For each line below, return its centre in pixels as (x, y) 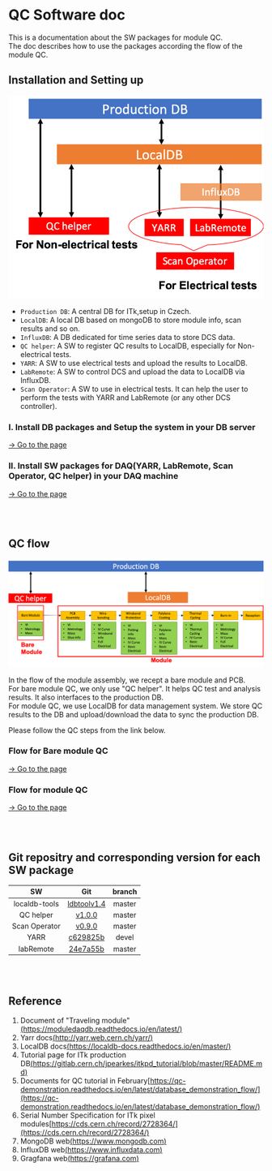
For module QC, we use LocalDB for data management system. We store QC (136, 706)
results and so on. (50, 329)
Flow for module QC (48, 790)
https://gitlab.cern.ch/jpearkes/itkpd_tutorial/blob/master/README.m (148, 1064)
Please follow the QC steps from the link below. (87, 730)
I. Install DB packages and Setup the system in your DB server (132, 427)
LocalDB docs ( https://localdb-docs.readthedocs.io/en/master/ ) (125, 1046)
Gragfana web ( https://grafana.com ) (79, 1159)
